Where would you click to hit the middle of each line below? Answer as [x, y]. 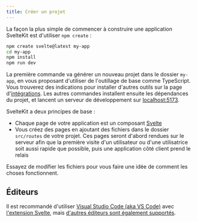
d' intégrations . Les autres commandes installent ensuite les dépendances [97, 94]
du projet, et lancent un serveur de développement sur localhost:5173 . [93, 100]
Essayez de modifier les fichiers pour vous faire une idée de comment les [97, 167]
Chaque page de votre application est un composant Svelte [88, 123]
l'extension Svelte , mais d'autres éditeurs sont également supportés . [91, 212]
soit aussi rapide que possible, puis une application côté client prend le [103, 149]
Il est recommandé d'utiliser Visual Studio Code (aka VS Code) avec [90, 206]
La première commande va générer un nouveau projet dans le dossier [92, 74]
